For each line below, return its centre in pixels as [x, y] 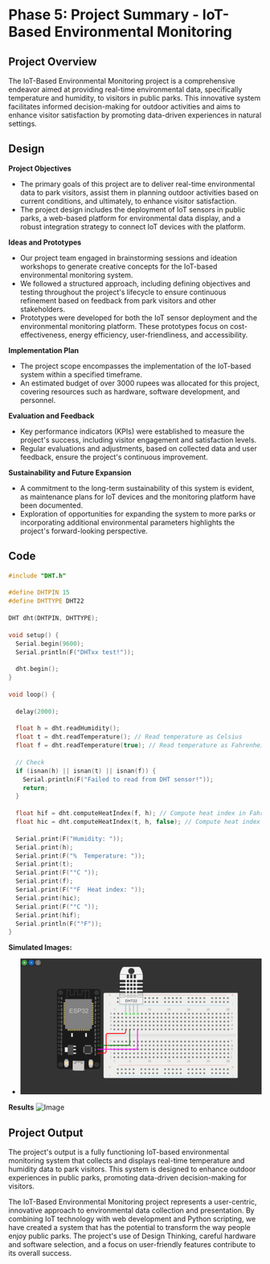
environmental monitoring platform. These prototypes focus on [124, 326]
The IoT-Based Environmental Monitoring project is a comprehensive [122, 81]
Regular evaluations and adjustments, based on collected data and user [138, 448]
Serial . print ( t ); [45, 864]
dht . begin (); [37, 669]
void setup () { [34, 635]
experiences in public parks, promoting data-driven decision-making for [128, 1178]
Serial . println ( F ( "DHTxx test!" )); [75, 652]
